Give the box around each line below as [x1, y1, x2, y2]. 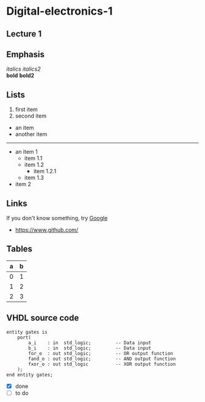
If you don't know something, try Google [6, 215, 108, 222]
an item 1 [15, 148, 38, 156]
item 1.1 [24, 154, 43, 162]
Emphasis [6, 49, 45, 59]
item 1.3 [24, 174, 44, 181]
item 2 [15, 181, 32, 188]
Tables [6, 244, 32, 254]
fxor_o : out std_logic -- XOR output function [28, 361, 176, 367]
